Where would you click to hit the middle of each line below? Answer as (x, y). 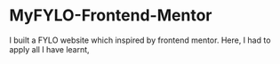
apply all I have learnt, (50, 49)
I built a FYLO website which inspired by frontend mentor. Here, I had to (140, 40)
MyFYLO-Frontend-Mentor (111, 16)
